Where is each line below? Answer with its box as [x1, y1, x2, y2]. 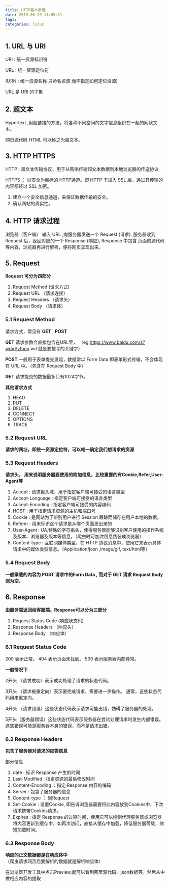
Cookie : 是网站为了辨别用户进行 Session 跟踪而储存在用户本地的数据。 [12, 514, 161, 520]
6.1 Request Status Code [5, 644, 67, 651]
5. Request [5, 259, 40, 267]
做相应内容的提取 [5, 875, 41, 881]
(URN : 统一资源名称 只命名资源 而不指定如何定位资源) [5, 78, 118, 84]
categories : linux [5, 21, 44, 27]
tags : [5, 17, 17, 22]
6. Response [5, 593, 46, 601]
